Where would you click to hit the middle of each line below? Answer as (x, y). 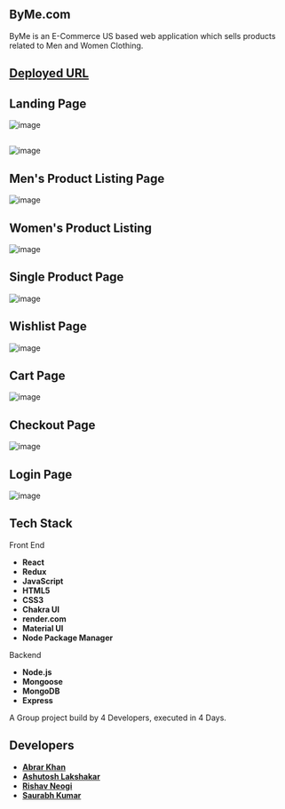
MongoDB (41, 691)
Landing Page (48, 103)
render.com (44, 619)
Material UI (43, 628)
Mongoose (43, 681)
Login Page (41, 474)
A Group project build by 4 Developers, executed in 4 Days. (118, 718)
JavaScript (43, 581)
